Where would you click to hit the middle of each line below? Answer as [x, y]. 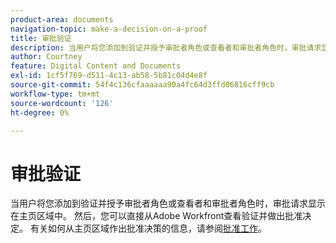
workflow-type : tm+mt [55, 94]
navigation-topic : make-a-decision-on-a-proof [109, 29]
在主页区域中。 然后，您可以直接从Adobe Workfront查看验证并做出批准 [156, 216]
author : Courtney [46, 57]
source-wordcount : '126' [62, 103]
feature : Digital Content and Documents [96, 66]
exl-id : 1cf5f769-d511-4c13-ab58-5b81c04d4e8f [109, 76]
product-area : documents [62, 19]
